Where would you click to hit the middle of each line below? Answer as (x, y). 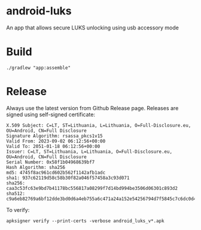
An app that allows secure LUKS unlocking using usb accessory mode (93, 28)
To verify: (18, 210)
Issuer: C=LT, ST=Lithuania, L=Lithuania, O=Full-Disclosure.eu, (89, 152)
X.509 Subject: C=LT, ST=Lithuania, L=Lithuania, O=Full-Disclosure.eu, (99, 125)
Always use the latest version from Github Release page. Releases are (92, 108)
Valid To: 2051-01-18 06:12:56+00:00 (53, 146)
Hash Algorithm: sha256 (36, 167)
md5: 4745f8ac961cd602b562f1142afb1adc (56, 172)
